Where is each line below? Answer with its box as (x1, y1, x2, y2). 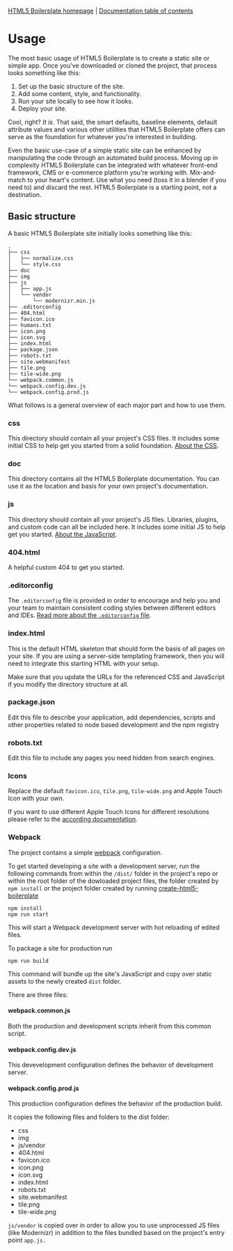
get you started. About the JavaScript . (8, 529, 118, 539)
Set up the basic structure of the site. (17, 82, 124, 90)
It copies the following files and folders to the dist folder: (8, 1113, 170, 1122)
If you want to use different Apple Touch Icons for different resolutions (8, 808, 209, 816)
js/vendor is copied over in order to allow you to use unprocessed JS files (8, 1221, 220, 1229)
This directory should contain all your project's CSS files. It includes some (8, 434, 220, 443)
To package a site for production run (8, 943, 113, 953)
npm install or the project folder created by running (8, 884, 157, 892)
